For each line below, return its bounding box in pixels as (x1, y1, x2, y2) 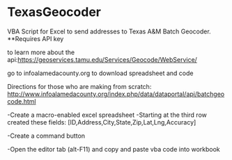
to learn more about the (7, 48, 75, 56)
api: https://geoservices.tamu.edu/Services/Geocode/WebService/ (7, 55, 197, 63)
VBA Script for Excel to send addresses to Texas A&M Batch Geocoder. (7, 27, 211, 35)
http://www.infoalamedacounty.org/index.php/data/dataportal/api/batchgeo (7, 90, 225, 98)
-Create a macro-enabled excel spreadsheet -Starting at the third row (7, 111, 207, 119)
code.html (7, 97, 36, 105)
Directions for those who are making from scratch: (7, 82, 152, 90)
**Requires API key (7, 34, 64, 42)
